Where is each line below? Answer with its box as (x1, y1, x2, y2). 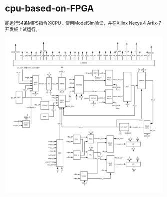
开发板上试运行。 (5, 26, 40, 32)
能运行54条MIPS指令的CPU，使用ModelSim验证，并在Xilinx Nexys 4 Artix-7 (5, 20, 161, 26)
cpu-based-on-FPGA (5, 3, 94, 14)
